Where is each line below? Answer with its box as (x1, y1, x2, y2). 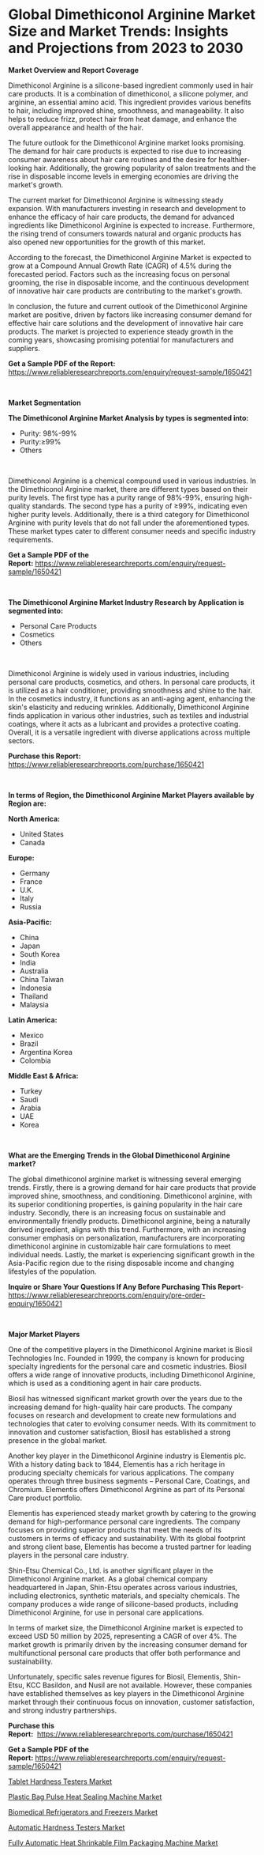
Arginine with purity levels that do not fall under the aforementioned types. (8, 518, 250, 527)
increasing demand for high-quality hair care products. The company (8, 1402, 232, 1411)
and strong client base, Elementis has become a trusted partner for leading (8, 1542, 252, 1551)
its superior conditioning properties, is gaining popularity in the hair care (8, 1200, 243, 1209)
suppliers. (8, 343, 41, 353)
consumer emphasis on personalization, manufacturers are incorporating (8, 1233, 246, 1242)
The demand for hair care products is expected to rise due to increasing (8, 146, 242, 156)
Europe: (8, 852, 35, 863)
